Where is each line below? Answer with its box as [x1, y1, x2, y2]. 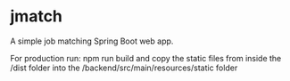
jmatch [10, 6, 63, 27]
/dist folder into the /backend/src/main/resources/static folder [10, 62, 238, 73]
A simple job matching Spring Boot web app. [10, 36, 174, 46]
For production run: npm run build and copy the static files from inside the [10, 53, 282, 63]
